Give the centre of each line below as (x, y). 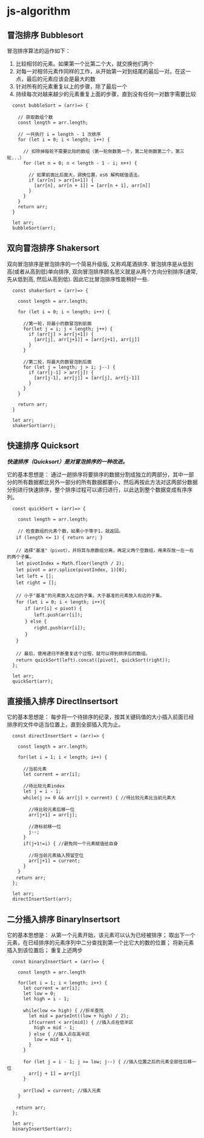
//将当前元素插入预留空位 (56, 856)
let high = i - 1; (46, 999)
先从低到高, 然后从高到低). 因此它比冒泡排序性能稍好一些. (78, 279)
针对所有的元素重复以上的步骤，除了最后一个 (71, 86)
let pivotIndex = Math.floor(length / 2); (70, 563)
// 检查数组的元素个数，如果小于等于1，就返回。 (71, 531)
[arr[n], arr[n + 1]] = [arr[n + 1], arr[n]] (92, 186)
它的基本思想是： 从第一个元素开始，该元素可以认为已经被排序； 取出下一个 (101, 935)
